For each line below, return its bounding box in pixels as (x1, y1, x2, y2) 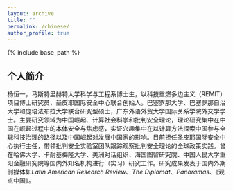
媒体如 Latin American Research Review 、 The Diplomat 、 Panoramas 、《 (12, 167, 219, 176)
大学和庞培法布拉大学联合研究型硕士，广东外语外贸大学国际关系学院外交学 (7, 107, 220, 116)
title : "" (7, 17, 36, 24)
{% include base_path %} (7, 48, 80, 57)
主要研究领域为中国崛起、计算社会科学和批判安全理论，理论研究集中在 (19, 116, 220, 125)
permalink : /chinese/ (7, 23, 70, 30)
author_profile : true (7, 29, 70, 37)
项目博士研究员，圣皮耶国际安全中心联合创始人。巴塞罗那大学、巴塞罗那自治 (7, 98, 226, 107)
